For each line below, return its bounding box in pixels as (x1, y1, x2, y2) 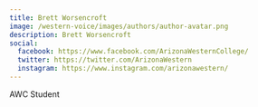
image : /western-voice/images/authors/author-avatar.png (9, 22, 229, 31)
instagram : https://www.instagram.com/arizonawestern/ (17, 64, 229, 73)
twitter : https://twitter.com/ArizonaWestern (17, 55, 193, 64)
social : (9, 38, 39, 48)
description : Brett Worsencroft (9, 30, 131, 39)
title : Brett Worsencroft (9, 13, 107, 23)
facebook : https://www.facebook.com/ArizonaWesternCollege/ (17, 47, 249, 56)
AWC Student (9, 88, 61, 100)
